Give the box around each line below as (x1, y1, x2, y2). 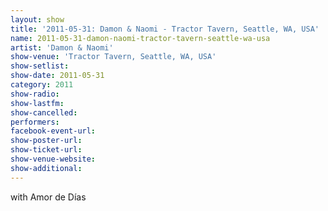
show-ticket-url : (10, 145, 83, 155)
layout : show (10, 14, 65, 25)
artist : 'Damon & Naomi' (10, 42, 114, 53)
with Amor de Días (10, 191, 87, 203)
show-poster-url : (10, 136, 83, 146)
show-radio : (10, 89, 60, 99)
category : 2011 (10, 80, 74, 90)
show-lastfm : (10, 98, 65, 108)
